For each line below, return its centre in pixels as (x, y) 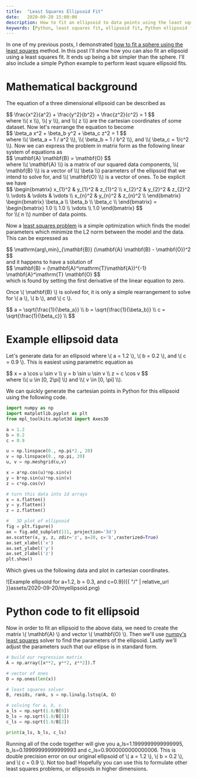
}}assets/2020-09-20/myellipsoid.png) (53, 588)
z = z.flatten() (26, 510)
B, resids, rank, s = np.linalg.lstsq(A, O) (61, 695)
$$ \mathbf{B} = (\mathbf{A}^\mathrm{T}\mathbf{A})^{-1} (76, 268)
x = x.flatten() (26, 499)
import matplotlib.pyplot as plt (47, 414)
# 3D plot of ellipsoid (38, 521)
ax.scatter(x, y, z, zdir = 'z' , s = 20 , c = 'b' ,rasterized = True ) (82, 537)
